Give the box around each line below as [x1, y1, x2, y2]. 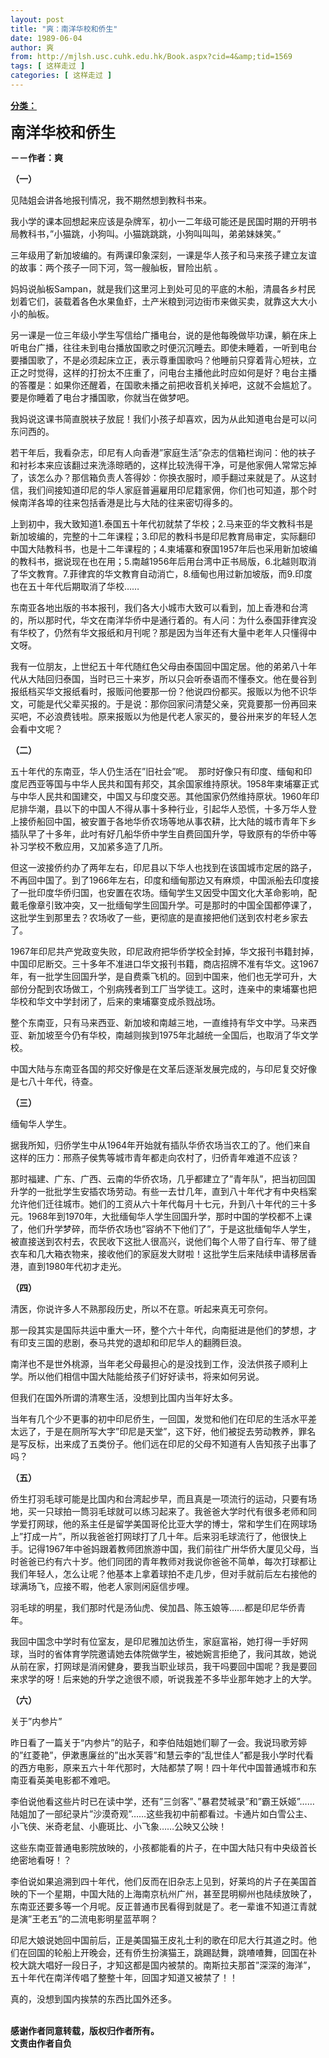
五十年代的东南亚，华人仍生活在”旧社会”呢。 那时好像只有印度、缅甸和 [10, 765, 304, 777]
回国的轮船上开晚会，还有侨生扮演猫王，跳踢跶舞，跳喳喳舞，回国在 [27, 1946, 308, 1958]
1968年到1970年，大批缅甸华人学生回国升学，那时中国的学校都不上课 [27, 1210, 313, 1222]
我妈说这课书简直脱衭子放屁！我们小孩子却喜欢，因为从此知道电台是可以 [10, 412, 308, 425]
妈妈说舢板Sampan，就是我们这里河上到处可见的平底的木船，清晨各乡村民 [10, 282, 316, 295]
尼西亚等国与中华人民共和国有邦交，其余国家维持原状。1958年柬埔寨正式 [18, 777, 320, 790]
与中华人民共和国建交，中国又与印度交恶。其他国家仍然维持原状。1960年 [10, 790, 311, 802]
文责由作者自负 [10, 2037, 72, 2049]
